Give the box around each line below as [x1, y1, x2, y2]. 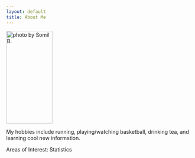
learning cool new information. [6, 134, 81, 141]
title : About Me [6, 14, 46, 20]
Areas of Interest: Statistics [6, 146, 72, 153]
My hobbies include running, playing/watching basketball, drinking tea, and [6, 128, 189, 135]
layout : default [6, 8, 46, 15]
